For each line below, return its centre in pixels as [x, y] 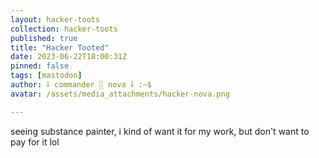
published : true [44, 38]
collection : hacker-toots [64, 29]
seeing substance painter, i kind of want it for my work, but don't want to [160, 131]
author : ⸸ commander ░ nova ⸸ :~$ [81, 85]
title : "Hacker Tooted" [60, 47]
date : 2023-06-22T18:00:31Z [69, 57]
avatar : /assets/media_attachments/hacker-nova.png [120, 94]
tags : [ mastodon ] [46, 76]
